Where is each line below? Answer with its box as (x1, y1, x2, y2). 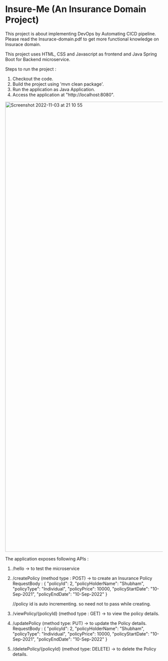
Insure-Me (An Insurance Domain (5, 4, 146, 15)
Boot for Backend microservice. (5, 56, 70, 62)
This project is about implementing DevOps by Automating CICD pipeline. (5, 31, 156, 37)
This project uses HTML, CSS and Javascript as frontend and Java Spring (5, 51, 157, 57)
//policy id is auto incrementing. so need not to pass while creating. (12, 600, 151, 606)
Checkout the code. (12, 76, 53, 82)
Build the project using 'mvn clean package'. (12, 81, 104, 87)
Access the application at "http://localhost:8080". (12, 92, 114, 98)
